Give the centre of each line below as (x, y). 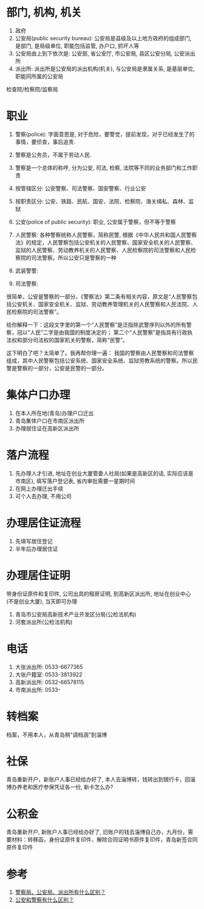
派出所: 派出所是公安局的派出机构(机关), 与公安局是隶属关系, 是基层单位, (105, 68)
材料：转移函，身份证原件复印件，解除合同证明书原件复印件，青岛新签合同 (104, 839)
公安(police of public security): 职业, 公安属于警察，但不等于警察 (95, 222)
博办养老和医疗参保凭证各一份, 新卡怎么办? (60, 787)
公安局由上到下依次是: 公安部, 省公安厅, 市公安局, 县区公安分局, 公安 (100, 53)
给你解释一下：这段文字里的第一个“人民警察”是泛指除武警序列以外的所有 (97, 324)
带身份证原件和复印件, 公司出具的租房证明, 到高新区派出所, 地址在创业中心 (99, 594)
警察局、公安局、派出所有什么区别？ (60, 892)
